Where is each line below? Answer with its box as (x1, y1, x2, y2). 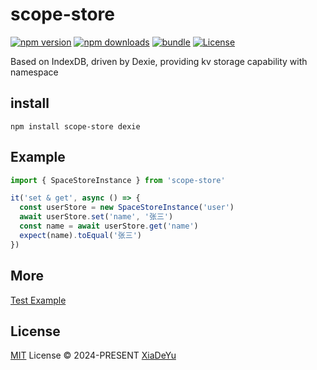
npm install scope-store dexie (10, 121, 141, 132)
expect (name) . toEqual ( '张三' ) (19, 230, 142, 240)
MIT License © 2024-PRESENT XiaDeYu (10, 349, 177, 362)
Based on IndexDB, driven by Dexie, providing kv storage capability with (10, 55, 308, 67)
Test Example (10, 294, 67, 306)
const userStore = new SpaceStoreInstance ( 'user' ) (19, 203, 235, 213)
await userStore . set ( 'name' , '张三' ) (19, 212, 174, 222)
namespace (10, 66, 59, 78)
